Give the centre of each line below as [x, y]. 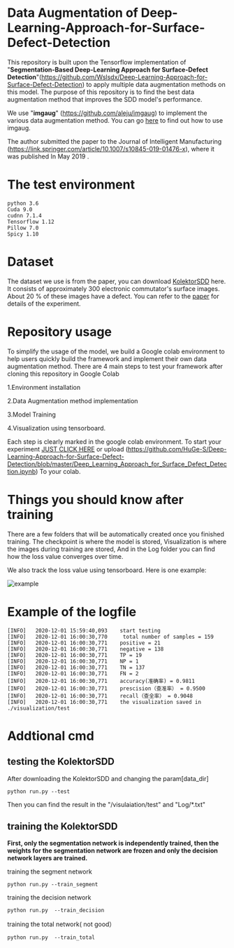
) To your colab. [58, 471]
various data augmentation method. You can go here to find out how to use [115, 120]
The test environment [71, 185]
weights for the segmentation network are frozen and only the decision [112, 851]
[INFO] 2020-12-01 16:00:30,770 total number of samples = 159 [111, 637]
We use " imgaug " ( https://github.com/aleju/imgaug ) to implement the [107, 113]
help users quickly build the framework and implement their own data [107, 358]
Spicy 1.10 [23, 234]
